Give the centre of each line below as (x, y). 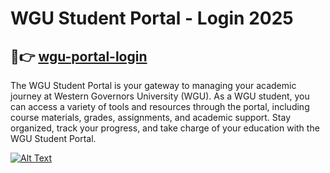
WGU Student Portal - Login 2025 (152, 18)
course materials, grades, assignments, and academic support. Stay (150, 117)
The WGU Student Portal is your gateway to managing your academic (153, 85)
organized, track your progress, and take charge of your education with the (165, 128)
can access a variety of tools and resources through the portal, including (160, 106)
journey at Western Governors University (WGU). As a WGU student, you (160, 96)
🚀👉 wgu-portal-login (79, 56)
